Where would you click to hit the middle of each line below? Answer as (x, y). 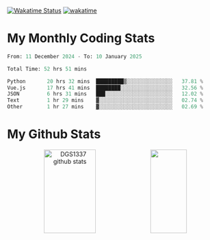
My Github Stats (54, 134)
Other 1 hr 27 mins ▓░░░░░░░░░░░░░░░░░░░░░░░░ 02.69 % (105, 107)
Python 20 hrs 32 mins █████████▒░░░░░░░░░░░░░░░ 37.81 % (105, 81)
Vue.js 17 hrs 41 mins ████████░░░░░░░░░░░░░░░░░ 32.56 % (105, 88)
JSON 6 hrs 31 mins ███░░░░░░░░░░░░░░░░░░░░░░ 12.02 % (105, 94)
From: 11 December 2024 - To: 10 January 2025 (75, 56)
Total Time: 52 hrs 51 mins (47, 69)
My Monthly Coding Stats (81, 38)
